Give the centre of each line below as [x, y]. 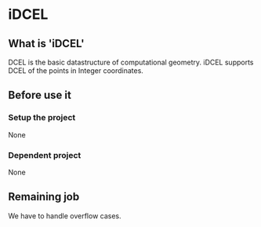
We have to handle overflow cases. [65, 216]
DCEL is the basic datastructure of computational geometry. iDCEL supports [131, 62]
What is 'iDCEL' [46, 44]
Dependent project [45, 155]
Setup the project [42, 118]
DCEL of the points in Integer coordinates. [76, 71]
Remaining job [44, 197]
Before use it [40, 95]
